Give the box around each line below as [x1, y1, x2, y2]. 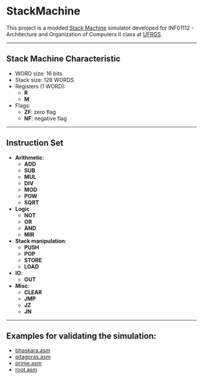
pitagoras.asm [14, 353, 51, 360]
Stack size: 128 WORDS [14, 76, 74, 83]
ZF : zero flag [24, 108, 56, 115]
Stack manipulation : [14, 237, 67, 244]
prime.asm [14, 360, 42, 367]
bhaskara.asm [14, 347, 51, 354]
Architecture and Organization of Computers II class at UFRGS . [6, 30, 163, 37]
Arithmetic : [14, 154, 45, 161]
